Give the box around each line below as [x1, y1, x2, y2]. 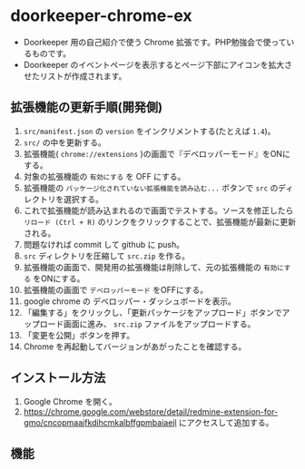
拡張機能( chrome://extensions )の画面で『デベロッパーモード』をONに [23, 148, 291, 159]
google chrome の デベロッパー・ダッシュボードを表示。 [23, 296, 237, 307]
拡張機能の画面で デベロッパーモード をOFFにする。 [23, 284, 209, 295]
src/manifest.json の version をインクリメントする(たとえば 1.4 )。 [23, 125, 276, 136]
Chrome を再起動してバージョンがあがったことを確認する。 [23, 341, 247, 352]
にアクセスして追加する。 [178, 416, 274, 427]
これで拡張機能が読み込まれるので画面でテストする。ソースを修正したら [23, 205, 294, 216]
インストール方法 [10, 370, 106, 386]
